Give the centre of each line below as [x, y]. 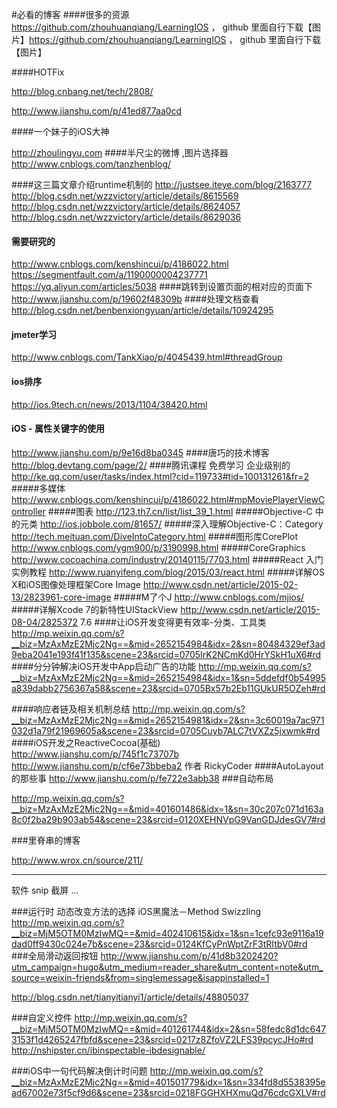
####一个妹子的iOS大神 [60, 131]
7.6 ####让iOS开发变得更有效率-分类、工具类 [173, 622]
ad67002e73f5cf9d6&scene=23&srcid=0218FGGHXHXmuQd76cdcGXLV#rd [168, 1092]
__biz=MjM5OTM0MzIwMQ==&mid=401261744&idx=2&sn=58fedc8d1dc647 [169, 1029]
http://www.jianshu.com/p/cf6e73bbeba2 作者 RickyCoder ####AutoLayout [167, 765]
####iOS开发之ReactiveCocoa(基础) [86, 742]
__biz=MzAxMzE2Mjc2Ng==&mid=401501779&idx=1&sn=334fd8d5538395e [168, 1082]
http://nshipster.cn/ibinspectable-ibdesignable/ [108, 1050]
